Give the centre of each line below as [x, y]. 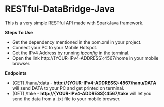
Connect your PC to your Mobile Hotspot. [55, 47]
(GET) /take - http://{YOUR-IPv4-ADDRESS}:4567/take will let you [82, 93]
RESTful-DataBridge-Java [60, 9]
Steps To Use [19, 32]
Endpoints [16, 73]
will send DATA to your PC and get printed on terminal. [68, 88]
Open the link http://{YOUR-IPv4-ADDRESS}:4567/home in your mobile [85, 58]
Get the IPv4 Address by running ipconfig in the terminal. [71, 53]
